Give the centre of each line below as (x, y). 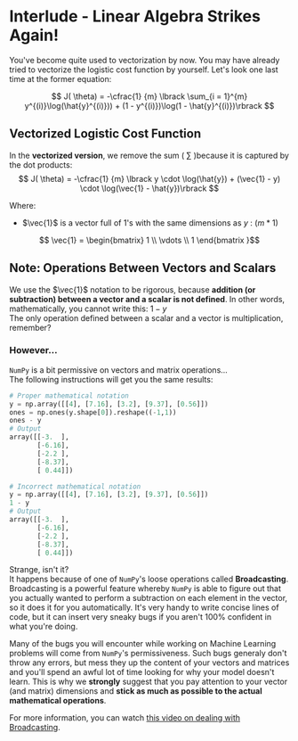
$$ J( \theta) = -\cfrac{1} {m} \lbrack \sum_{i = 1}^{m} (149, 96)
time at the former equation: (60, 78)
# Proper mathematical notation (69, 395)
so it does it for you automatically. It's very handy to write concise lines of (144, 607)
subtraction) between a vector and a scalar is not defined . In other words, (147, 299)
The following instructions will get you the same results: (111, 379)
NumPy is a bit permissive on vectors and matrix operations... (119, 370)
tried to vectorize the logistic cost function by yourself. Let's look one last (144, 70)
